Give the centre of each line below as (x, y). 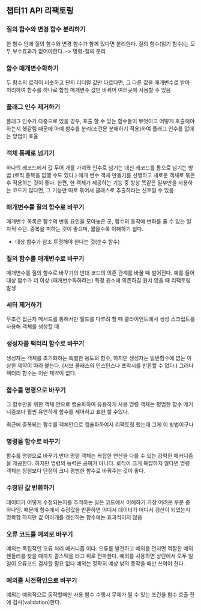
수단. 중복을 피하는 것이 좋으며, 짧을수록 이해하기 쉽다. (80, 229)
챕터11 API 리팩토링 (40, 11)
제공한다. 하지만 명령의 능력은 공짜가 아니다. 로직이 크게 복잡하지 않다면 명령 (101, 463)
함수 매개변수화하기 (32, 68)
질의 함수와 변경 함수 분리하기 (46, 29)
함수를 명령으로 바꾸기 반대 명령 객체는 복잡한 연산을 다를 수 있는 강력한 (89, 456)
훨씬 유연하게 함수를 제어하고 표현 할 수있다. (78, 412)
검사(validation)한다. (37, 602)
